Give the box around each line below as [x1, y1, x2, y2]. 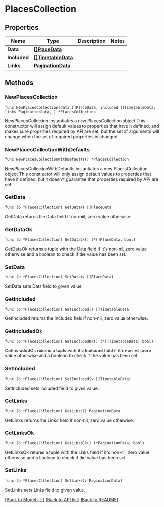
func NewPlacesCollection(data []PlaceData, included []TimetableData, [5, 105, 156, 110]
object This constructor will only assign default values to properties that [5, 171, 152, 177]
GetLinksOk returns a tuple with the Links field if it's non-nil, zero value [5, 449, 150, 455]
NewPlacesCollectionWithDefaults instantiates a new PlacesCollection [5, 165, 148, 171]
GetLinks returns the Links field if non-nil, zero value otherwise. [5, 417, 134, 423]
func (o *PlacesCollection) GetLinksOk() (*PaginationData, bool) [5, 441, 145, 446]
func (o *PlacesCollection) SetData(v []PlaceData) [5, 274, 114, 279]
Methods [5, 79, 34, 87]
